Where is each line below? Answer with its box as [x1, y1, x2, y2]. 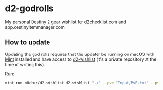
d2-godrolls [5, 3, 54, 14]
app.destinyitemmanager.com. [5, 24, 66, 30]
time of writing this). [5, 61, 45, 67]
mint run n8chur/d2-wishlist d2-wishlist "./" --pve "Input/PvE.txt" [5, 80, 149, 85]
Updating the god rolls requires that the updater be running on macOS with [5, 51, 155, 57]
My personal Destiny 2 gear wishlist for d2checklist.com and [5, 19, 126, 25]
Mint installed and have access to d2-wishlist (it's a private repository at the [5, 56, 157, 62]
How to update [5, 38, 50, 47]
